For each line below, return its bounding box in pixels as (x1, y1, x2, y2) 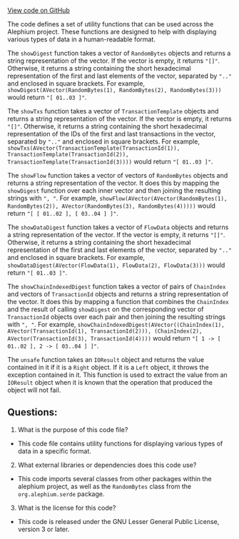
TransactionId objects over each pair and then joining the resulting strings (7, 313, 226, 321)
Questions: (7, 406, 58, 418)
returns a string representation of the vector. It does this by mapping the (7, 178, 220, 187)
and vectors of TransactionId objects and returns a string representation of (7, 290, 229, 298)
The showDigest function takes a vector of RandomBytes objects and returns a (7, 49, 231, 57)
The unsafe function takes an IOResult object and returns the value (7, 356, 205, 363)
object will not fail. (7, 386, 61, 394)
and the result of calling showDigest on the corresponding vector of (7, 305, 204, 313)
